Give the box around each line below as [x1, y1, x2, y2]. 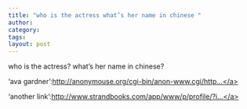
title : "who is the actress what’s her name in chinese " [8, 11, 202, 19]
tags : [8, 33, 26, 41]
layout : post [8, 40, 51, 48]
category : [8, 26, 41, 33]
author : [8, 19, 34, 26]
